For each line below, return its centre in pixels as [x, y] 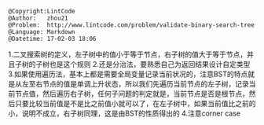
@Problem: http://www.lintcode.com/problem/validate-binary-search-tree [132, 25]
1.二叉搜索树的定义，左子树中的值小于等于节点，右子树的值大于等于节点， [128, 54]
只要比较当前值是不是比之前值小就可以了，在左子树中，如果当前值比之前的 [135, 103]
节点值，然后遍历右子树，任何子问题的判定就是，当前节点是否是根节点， [132, 94]
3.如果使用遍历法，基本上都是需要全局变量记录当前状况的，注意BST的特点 [128, 74]
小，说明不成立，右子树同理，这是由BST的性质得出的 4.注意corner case [125, 113]
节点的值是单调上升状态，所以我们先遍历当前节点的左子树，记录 [145, 84]
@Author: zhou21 [38, 18]
